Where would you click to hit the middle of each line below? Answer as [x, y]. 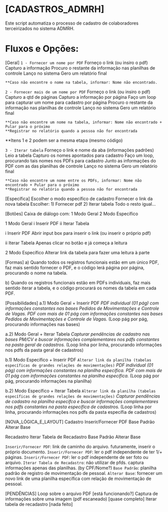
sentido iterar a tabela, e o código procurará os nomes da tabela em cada [81, 288]
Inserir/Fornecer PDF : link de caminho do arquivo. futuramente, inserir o [80, 446]
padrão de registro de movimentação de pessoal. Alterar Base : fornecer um [84, 473]
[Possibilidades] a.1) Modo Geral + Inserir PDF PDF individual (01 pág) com [82, 303]
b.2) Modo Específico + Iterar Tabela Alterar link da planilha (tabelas [80, 391]
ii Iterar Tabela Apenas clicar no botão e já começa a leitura [66, 243]
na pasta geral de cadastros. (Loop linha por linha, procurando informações [83, 345]
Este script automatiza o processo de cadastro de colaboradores [72, 23]
